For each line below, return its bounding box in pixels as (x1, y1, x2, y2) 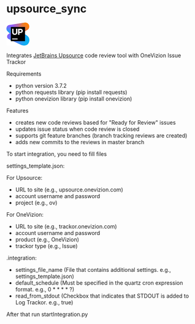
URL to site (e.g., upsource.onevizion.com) (15, 186, 124, 193)
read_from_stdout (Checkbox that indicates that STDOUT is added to (15, 292, 189, 299)
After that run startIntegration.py (6, 310, 88, 318)
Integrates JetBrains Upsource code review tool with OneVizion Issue (6, 52, 182, 59)
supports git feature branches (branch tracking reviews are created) (15, 131, 188, 139)
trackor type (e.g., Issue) (15, 242, 78, 250)
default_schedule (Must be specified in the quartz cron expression (15, 279, 183, 287)
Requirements (6, 70, 42, 77)
